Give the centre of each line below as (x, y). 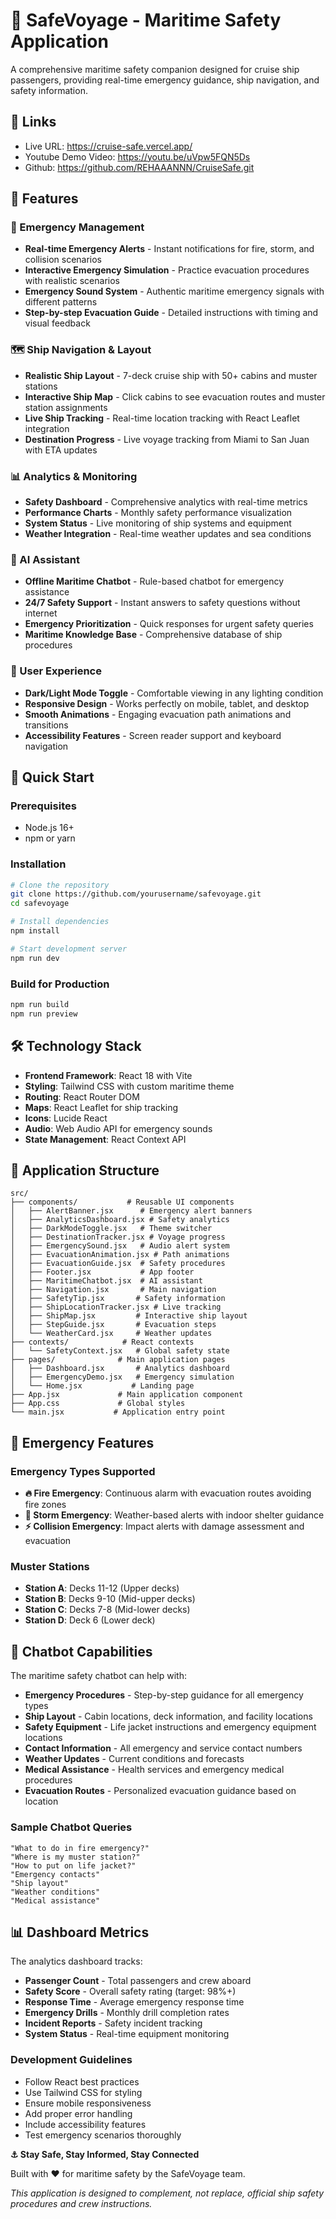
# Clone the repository (60, 885)
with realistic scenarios (72, 281)
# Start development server (69, 949)
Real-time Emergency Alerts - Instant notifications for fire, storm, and (169, 249)
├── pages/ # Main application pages (118, 1360)
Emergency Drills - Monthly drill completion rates (127, 2013)
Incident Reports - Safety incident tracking (113, 2023)
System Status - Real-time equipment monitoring (127, 2034)
